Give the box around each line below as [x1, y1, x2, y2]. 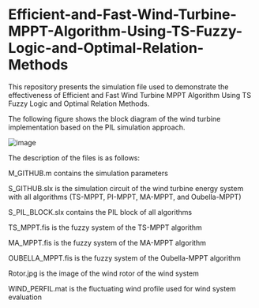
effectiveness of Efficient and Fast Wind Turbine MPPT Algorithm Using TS [8, 90, 251, 100]
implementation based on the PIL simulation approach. [8, 122, 186, 132]
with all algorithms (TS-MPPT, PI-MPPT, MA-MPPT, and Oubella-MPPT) [8, 192, 242, 201]
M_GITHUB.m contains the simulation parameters [8, 168, 168, 178]
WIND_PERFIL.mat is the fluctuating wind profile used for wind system [8, 284, 237, 293]
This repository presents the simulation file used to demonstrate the [8, 81, 229, 92]
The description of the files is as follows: [8, 152, 141, 163]
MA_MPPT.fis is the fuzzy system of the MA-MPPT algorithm [8, 238, 207, 247]
